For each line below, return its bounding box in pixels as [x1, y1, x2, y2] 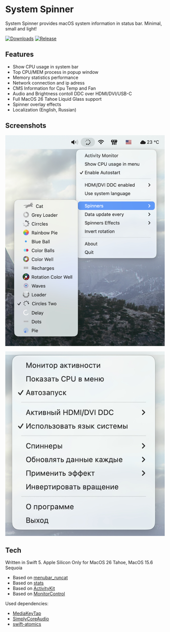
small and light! [5, 25, 37, 31]
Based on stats [12, 580, 44, 586]
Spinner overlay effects [12, 101, 62, 107]
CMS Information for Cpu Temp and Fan [12, 85, 96, 91]
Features [5, 50, 34, 59]
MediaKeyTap [12, 610, 41, 616]
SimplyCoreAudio [12, 616, 49, 622]
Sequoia [5, 565, 23, 571]
